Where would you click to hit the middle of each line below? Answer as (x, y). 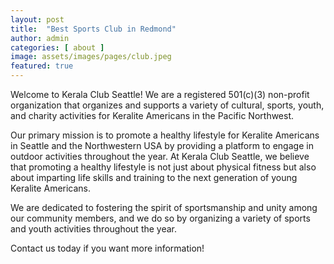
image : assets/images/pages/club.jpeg (91, 57)
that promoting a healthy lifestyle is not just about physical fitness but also (163, 167)
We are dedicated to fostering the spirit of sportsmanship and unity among (164, 207)
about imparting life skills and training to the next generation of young (154, 177)
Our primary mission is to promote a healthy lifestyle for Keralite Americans (165, 135)
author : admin (40, 38)
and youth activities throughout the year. (94, 229)
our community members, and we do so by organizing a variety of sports (160, 218)
